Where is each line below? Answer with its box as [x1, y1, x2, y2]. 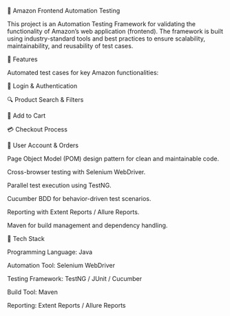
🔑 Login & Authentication [7, 82, 78, 89]
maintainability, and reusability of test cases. [7, 42, 134, 50]
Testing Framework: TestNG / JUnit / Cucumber [7, 275, 143, 282]
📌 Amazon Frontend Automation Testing [7, 7, 121, 14]
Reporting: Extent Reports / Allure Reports [7, 302, 126, 309]
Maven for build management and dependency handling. [7, 221, 168, 229]
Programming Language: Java [7, 248, 93, 256]
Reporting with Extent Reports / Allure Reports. [7, 208, 140, 216]
